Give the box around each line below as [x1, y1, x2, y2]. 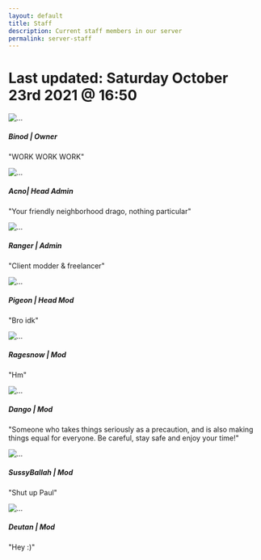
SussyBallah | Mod [8, 467, 74, 477]
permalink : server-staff [8, 34, 92, 43]
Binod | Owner [8, 131, 58, 141]
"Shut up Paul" [8, 487, 58, 497]
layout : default [8, 11, 63, 20]
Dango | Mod [8, 404, 53, 414]
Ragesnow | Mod [8, 349, 67, 360]
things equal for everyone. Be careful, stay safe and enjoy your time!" [8, 433, 240, 443]
